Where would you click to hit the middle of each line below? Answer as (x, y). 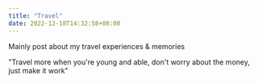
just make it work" (38, 70)
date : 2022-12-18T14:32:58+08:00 (64, 23)
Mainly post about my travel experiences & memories (97, 46)
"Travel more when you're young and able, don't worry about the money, (129, 62)
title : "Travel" (35, 16)
